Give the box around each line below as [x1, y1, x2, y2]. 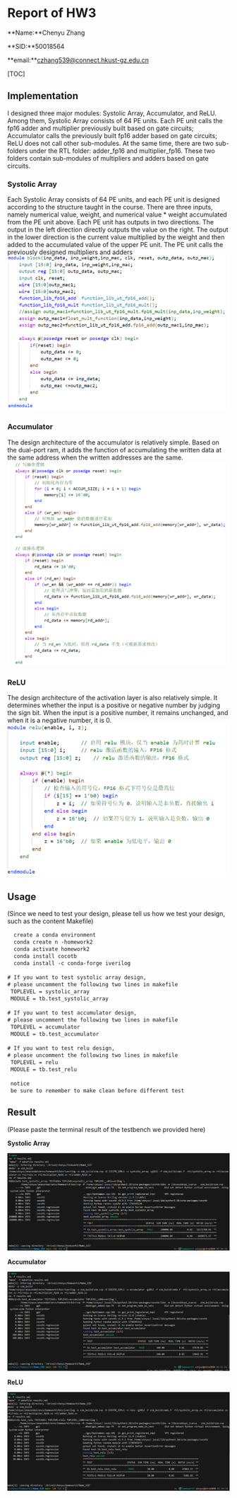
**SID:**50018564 [7, 42, 65, 50]
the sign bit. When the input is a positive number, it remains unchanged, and [7, 709, 229, 717]
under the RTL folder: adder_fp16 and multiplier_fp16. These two [29, 147, 215, 155]
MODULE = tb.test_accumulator [10, 1031, 99, 1038]
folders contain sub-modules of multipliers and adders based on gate [7, 154, 209, 162]
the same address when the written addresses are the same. [7, 453, 183, 462]
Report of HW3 [7, 5, 97, 21]
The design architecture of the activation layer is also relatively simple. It [7, 694, 218, 702]
